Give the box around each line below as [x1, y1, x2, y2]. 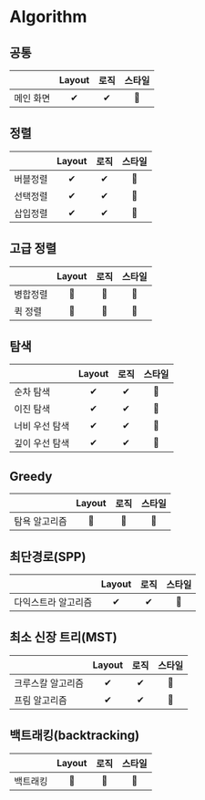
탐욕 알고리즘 [14, 515, 67, 528]
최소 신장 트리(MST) [9, 629, 118, 645]
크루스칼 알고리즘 [14, 677, 85, 690]
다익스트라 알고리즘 [14, 596, 93, 608]
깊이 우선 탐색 [14, 437, 70, 450]
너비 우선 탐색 [14, 420, 70, 432]
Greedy [9, 468, 53, 484]
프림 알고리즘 [14, 693, 67, 706]
